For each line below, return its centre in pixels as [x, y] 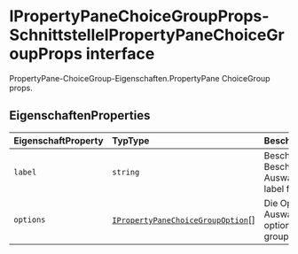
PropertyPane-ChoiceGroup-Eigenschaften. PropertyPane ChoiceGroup [140, 78]
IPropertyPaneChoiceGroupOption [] [184, 219]
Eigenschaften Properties [80, 115]
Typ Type [131, 141]
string [126, 172]
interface [120, 54]
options [30, 219]
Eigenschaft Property [59, 141]
